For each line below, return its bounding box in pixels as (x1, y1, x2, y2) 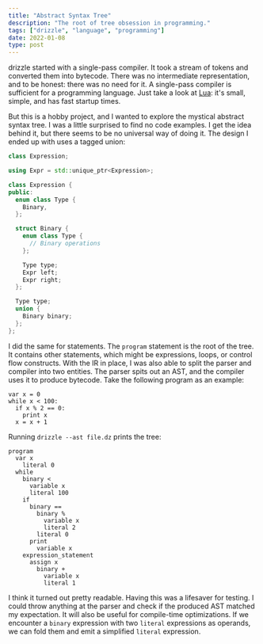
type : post (8, 41, 44, 49)
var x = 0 (8, 390, 41, 398)
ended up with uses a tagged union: (8, 137, 126, 147)
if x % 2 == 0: (15, 404, 66, 412)
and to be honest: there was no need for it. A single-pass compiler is (8, 80, 232, 90)
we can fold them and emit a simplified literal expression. (8, 627, 201, 636)
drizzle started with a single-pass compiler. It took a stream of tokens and (8, 63, 249, 72)
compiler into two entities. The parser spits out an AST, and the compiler (8, 366, 245, 376)
